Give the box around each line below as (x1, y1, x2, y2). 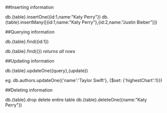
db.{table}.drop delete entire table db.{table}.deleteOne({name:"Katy (5, 97, 147, 102)
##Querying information (5, 29, 55, 34)
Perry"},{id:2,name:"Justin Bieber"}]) (81, 19, 157, 25)
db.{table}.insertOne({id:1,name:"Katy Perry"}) (5, 14, 101, 19)
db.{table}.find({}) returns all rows (5, 48, 75, 54)
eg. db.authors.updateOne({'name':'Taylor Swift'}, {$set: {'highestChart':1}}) (5, 77, 162, 83)
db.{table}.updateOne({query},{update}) (5, 67, 88, 73)
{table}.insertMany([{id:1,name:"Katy (5, 19, 81, 25)
